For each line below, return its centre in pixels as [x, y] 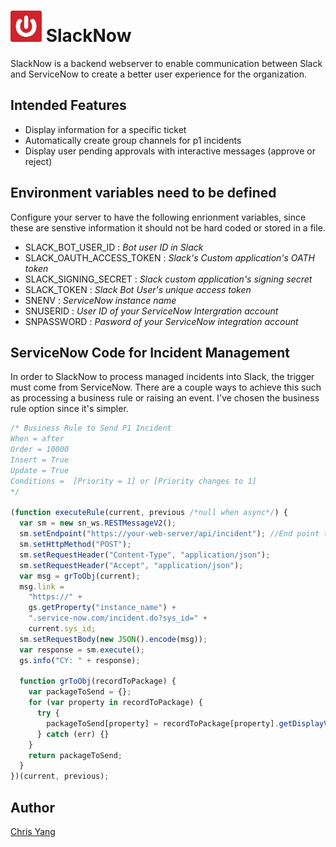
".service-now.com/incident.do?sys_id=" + [118, 618]
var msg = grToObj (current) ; [80, 576]
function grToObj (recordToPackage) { [98, 681]
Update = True [40, 470]
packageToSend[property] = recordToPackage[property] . [163, 723]
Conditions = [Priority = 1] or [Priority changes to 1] [133, 481]
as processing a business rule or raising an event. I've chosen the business [165, 398]
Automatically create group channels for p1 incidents [133, 140]
